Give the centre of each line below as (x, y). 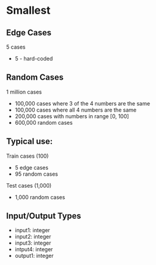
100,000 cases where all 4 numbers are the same (76, 110)
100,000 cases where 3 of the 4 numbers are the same (82, 103)
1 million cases (24, 92)
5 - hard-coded (34, 58)
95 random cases (36, 174)
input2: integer (33, 237)
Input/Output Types (44, 216)
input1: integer (32, 230)
